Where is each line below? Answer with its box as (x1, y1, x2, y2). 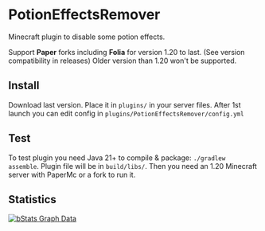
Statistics (8, 193, 57, 206)
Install (8, 79, 40, 92)
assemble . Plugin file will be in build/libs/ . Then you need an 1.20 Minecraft (8, 161, 257, 170)
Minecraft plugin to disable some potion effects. (8, 32, 166, 41)
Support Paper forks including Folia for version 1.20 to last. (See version (8, 47, 245, 57)
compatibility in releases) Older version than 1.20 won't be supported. (8, 56, 237, 65)
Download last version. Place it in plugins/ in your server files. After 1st (8, 100, 241, 109)
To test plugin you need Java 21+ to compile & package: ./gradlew (8, 153, 226, 162)
